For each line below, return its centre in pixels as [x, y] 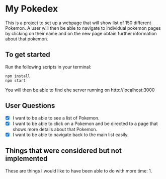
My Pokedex [32, 9]
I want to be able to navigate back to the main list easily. [70, 135]
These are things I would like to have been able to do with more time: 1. [79, 171]
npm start [16, 80]
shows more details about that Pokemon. [55, 129]
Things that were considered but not [64, 151]
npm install [18, 76]
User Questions [30, 106]
